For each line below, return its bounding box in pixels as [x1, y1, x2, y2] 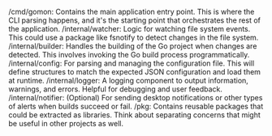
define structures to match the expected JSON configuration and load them [8, 67, 261, 76]
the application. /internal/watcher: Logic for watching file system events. [8, 24, 251, 33]
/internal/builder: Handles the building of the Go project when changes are [8, 41, 257, 51]
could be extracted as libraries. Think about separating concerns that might [8, 110, 261, 120]
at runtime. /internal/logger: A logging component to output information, [8, 76, 249, 85]
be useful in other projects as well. [8, 119, 124, 128]
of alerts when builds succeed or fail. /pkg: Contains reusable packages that [8, 101, 264, 111]
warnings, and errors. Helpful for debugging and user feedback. [8, 84, 223, 94]
